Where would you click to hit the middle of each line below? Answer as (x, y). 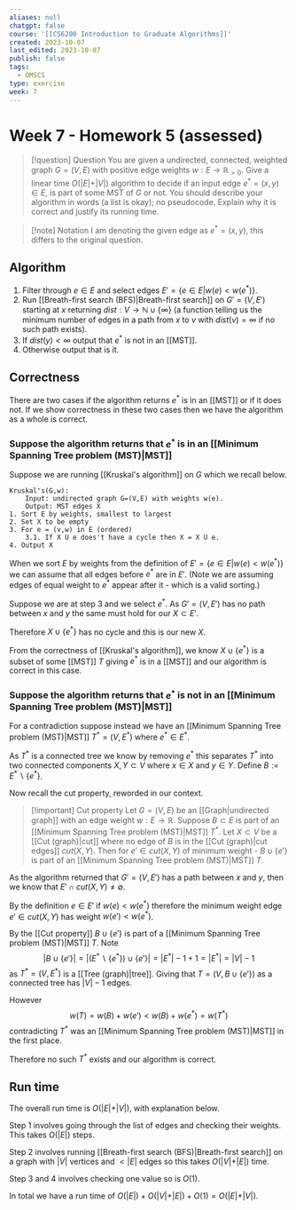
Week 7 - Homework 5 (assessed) (136, 135)
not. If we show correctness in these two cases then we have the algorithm (146, 410)
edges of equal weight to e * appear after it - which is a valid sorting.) (135, 584)
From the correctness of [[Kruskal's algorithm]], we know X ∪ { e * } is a (137, 649)
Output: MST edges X (63, 506)
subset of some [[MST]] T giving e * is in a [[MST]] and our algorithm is (138, 660)
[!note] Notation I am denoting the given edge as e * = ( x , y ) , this (147, 229)
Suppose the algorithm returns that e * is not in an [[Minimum (142, 694)
